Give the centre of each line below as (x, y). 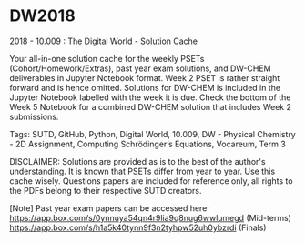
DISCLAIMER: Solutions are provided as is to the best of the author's (137, 161)
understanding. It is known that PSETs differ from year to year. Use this (142, 171)
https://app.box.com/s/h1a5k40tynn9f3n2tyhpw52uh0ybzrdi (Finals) (138, 227)
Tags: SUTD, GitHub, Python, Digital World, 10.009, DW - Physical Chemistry (152, 134)
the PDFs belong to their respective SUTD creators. (106, 190)
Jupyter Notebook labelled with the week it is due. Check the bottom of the (150, 97)
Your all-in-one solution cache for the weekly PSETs (107, 58)
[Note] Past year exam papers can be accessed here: (109, 208)
